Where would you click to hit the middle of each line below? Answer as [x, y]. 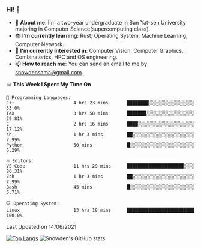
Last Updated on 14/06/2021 [41, 227]
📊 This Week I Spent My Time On [49, 85]
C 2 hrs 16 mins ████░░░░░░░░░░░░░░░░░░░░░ [100, 124]
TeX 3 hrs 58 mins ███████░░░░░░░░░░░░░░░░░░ [100, 113]
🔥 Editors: [20, 161]
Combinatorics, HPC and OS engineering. [66, 57]
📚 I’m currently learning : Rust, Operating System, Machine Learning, [101, 36]
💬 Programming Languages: [38, 98]
